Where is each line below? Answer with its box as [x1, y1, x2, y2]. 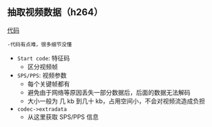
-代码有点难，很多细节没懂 [7, 41, 72, 48]
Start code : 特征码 [17, 54, 70, 62]
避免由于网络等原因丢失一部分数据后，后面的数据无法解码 [27, 88, 191, 96]
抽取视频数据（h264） [7, 6, 103, 19]
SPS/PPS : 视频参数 [17, 71, 67, 79]
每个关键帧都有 [27, 80, 70, 88]
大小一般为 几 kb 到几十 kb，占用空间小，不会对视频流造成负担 [27, 97, 205, 105]
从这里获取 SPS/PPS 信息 [27, 113, 99, 121]
